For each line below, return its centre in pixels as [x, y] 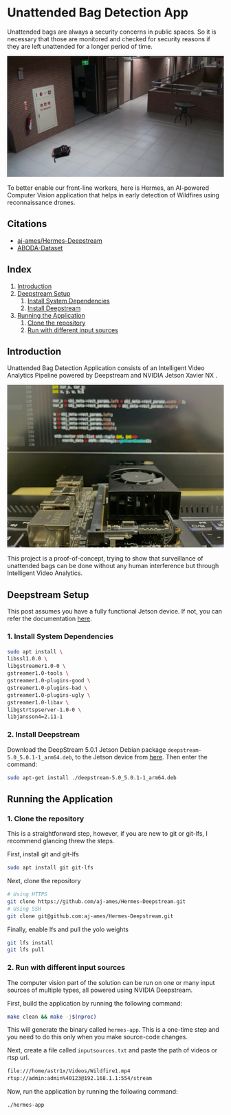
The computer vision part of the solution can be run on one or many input [111, 982]
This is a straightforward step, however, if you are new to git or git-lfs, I [107, 834]
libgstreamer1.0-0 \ [37, 666]
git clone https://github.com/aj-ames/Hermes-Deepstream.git [97, 901]
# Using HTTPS [27, 894]
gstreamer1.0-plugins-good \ [49, 681]
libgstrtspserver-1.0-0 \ [44, 710]
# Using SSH [24, 909]
